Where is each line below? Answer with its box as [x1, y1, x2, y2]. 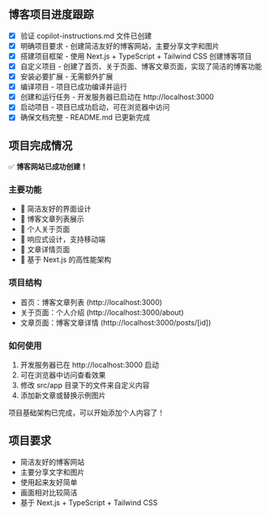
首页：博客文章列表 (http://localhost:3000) [19, 297, 163, 307]
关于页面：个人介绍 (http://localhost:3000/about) [19, 308, 184, 317]
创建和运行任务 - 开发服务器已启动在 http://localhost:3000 [19, 92, 215, 102]
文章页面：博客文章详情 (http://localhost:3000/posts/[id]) [19, 317, 212, 327]
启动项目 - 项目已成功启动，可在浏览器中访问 [19, 103, 170, 112]
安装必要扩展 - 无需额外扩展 [19, 72, 114, 81]
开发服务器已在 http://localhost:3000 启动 [19, 360, 160, 370]
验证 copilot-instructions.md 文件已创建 [19, 31, 152, 41]
